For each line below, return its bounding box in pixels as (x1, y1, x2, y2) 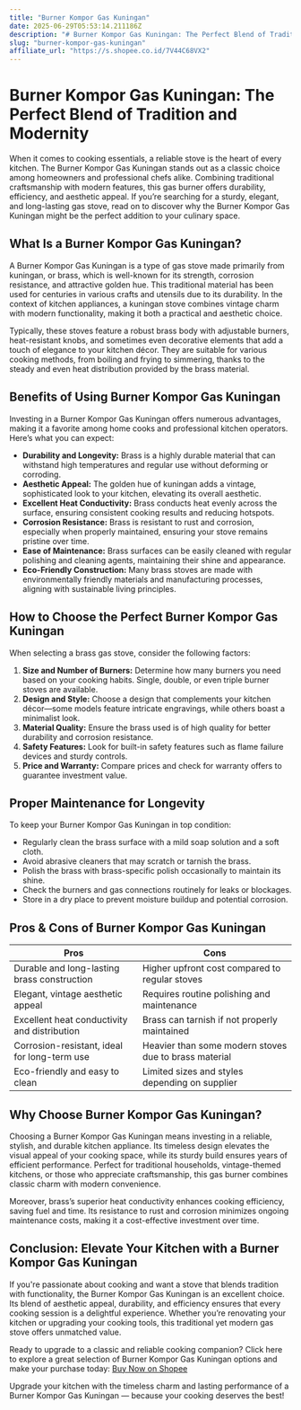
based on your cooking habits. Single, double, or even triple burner (21, 674, 271, 685)
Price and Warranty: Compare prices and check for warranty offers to (21, 760, 282, 771)
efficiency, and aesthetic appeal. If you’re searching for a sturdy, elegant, (9, 191, 279, 202)
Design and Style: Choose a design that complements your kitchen (21, 693, 271, 704)
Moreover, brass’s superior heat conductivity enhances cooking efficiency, (9, 1195, 285, 1206)
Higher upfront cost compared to (142, 962, 281, 974)
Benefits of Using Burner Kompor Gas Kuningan (9, 390, 281, 405)
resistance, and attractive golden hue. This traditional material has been (9, 279, 274, 290)
